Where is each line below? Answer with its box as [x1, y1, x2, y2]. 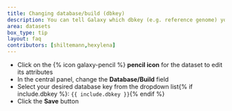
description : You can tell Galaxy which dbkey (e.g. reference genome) [7, 16, 217, 23]
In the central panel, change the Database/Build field [17, 75, 169, 83]
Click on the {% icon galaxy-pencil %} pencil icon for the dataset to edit [17, 61, 223, 69]
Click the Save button [17, 97, 79, 105]
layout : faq [7, 36, 41, 42]
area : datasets [7, 23, 51, 29]
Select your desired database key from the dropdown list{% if [17, 83, 193, 90]
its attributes [17, 68, 53, 76]
